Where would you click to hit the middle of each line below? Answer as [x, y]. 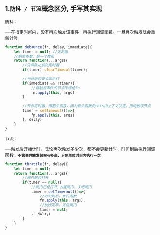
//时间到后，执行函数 [58, 196]
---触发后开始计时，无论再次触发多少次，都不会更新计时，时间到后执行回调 [80, 149]
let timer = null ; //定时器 [41, 52]
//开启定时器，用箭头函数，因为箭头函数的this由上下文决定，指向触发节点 [87, 106]
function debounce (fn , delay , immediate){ [48, 47]
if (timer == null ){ [42, 182]
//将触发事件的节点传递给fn [55, 88]
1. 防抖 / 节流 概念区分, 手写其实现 [54, 9]
